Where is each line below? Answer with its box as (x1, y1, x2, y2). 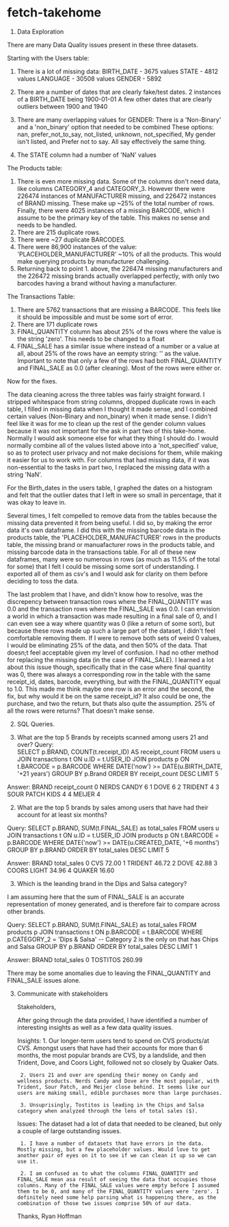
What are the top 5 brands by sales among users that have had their (16, 803, 208, 811)
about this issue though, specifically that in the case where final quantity (7, 663, 211, 671)
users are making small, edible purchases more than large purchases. (16, 1089, 223, 1096)
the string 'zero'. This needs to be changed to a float (16, 334, 165, 343)
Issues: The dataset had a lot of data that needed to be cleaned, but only (16, 1120, 222, 1128)
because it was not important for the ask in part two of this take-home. (7, 427, 206, 435)
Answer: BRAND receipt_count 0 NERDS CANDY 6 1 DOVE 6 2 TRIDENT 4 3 (7, 783, 220, 791)
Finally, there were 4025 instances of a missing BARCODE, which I (16, 206, 204, 214)
